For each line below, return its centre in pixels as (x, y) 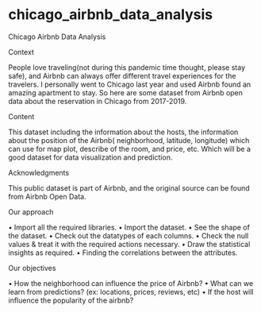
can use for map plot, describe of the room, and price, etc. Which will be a (130, 149)
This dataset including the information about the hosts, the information (123, 132)
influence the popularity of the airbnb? (71, 300)
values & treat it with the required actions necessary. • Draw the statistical (129, 244)
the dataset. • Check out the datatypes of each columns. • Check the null (129, 235)
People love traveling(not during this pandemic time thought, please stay (127, 67)
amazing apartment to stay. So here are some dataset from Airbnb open (126, 92)
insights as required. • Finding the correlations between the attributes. (123, 253)
